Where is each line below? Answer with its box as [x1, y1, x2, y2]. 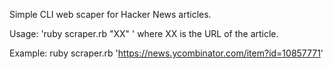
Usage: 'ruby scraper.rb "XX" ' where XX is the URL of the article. [9, 28, 279, 39]
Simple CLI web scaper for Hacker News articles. [9, 9, 212, 20]
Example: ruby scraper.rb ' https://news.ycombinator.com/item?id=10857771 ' [9, 47, 324, 59]
